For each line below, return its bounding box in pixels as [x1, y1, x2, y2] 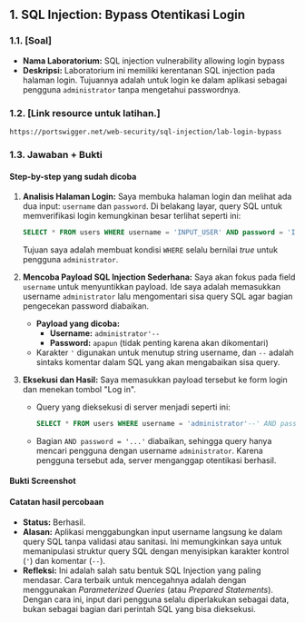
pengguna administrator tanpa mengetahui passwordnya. [22, 84, 241, 94]
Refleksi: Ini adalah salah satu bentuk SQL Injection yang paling [22, 565, 261, 576]
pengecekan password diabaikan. [22, 300, 150, 311]
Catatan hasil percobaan [9, 497, 104, 508]
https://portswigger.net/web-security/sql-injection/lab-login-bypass [9, 127, 282, 136]
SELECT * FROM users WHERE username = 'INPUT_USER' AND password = [22, 228, 284, 237]
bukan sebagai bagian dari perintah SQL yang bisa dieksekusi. [22, 603, 256, 614]
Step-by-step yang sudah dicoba [9, 171, 137, 182]
